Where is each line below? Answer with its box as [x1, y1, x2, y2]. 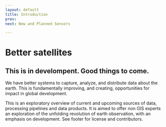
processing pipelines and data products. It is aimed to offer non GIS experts [5, 106, 161, 112]
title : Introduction [5, 12, 48, 17]
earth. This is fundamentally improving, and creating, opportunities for [5, 85, 150, 91]
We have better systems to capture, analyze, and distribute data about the [5, 80, 158, 86]
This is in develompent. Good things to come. [5, 67, 149, 75]
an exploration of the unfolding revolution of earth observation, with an [5, 111, 151, 117]
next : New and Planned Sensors [5, 21, 70, 26]
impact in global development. [5, 91, 67, 97]
